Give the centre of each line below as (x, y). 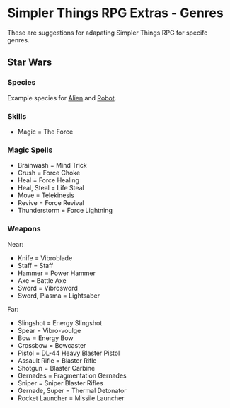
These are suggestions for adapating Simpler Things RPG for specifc (108, 33)
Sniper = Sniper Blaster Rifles (61, 383)
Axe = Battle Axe (42, 280)
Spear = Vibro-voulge (49, 330)
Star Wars (30, 63)
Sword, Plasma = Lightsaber (59, 296)
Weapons (24, 229)
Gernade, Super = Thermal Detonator (72, 390)
